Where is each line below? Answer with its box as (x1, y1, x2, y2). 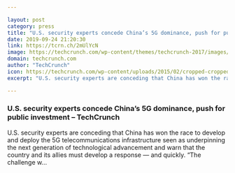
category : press (7, 22, 55, 30)
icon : (7, 68, 23, 75)
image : (7, 49, 27, 56)
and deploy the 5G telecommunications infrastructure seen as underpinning (7, 135, 226, 144)
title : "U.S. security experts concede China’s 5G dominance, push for (7, 29, 220, 36)
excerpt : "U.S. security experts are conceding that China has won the (7, 75, 220, 82)
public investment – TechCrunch (7, 112, 120, 122)
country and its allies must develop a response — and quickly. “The (7, 151, 201, 159)
